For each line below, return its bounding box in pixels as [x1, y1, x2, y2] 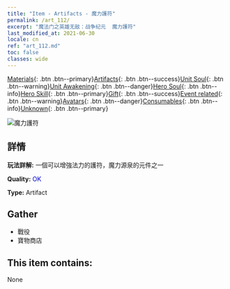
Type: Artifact [7, 188, 47, 196]
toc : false [7, 49, 39, 56]
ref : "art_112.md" [7, 42, 61, 49]
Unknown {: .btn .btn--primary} [20, 104, 109, 112]
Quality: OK [7, 175, 42, 183]
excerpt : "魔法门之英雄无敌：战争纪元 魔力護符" [7, 23, 137, 30]
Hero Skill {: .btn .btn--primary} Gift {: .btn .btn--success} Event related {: [20, 89, 223, 97]
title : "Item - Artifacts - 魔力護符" [7, 10, 116, 17]
